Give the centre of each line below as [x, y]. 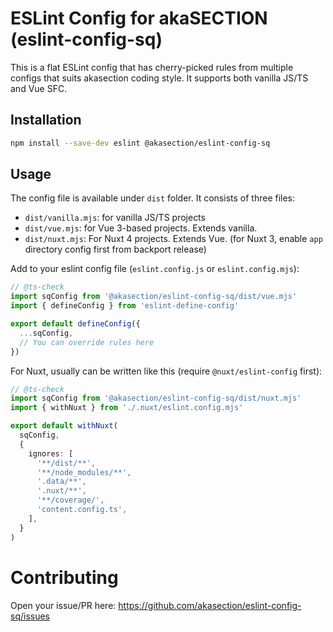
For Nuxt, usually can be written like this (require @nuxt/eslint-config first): [166, 371]
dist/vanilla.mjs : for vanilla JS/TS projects [115, 218]
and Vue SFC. [39, 88]
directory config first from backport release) [115, 249]
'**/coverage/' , [70, 500]
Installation [46, 120]
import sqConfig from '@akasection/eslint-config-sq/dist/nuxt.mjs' [156, 398]
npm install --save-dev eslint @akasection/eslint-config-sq [140, 143]
